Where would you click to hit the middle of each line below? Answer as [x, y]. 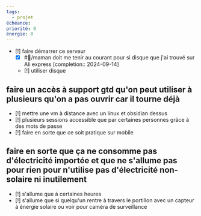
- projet [23, 17]
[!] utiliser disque [45, 71]
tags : [13, 12]
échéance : [19, 23]
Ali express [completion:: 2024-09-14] [71, 64]
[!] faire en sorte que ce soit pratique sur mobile [74, 132]
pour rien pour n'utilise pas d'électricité [82, 170]
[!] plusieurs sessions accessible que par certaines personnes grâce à [102, 120]
